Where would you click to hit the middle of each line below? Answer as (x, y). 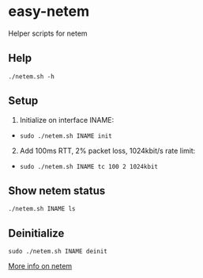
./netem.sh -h (32, 76)
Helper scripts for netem (48, 33)
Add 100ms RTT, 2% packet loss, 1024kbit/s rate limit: (107, 150)
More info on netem (40, 266)
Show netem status (57, 190)
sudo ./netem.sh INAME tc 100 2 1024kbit (88, 166)
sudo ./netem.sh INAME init (66, 136)
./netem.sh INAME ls (42, 209)
